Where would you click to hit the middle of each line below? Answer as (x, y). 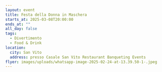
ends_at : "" (18, 24)
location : (16, 48)
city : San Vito (26, 52)
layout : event (20, 10)
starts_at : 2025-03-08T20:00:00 (39, 19)
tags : (11, 33)
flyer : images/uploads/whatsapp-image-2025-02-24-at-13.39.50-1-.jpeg (81, 62)
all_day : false (21, 29)
